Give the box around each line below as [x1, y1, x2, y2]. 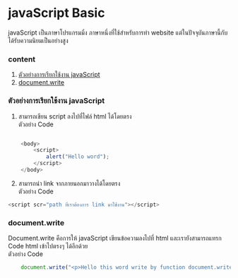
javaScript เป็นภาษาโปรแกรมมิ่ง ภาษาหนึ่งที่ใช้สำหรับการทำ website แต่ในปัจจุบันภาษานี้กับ [8, 28, 228, 37]
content [8, 54, 36, 64]
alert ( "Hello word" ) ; [45, 153, 110, 160]
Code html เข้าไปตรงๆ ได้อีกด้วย [8, 242, 88, 250]
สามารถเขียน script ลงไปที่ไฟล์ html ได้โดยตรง [18, 111, 132, 121]
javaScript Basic [8, 5, 105, 21]
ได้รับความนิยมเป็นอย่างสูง [8, 36, 69, 44]
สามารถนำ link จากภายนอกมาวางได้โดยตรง [18, 179, 121, 188]
